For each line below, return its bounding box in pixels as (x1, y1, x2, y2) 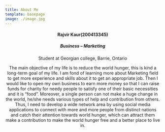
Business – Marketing (60, 43, 106, 49)
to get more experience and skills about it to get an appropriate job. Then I (7, 75, 159, 81)
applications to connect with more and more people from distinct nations (9, 106, 157, 112)
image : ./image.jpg (5, 16, 45, 21)
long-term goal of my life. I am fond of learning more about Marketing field (7, 70, 159, 76)
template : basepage (5, 12, 45, 17)
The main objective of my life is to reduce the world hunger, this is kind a (9, 65, 157, 70)
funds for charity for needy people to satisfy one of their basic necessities (7, 86, 159, 92)
